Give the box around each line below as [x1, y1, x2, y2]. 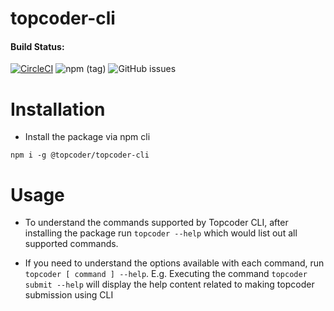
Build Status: [10, 40, 65, 52]
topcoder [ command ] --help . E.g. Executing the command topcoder [24, 268, 308, 280]
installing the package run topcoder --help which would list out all [24, 227, 298, 239]
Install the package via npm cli [24, 131, 151, 143]
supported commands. [24, 238, 119, 250]
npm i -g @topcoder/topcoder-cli [10, 150, 150, 161]
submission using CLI [24, 289, 114, 301]
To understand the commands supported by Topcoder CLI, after [24, 217, 289, 229]
